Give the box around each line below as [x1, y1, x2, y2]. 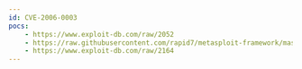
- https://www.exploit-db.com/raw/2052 [24, 30, 175, 39]
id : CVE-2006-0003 [8, 13, 78, 22]
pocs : [8, 22, 29, 30]
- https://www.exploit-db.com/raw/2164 [24, 47, 175, 56]
